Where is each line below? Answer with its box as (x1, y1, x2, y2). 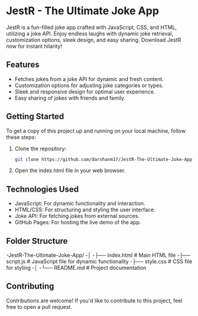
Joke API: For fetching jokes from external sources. (14, 212, 140, 220)
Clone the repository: (14, 145, 67, 152)
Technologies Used (6, 184, 79, 194)
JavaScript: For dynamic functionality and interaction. (14, 200, 145, 207)
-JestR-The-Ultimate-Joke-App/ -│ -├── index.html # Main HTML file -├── (6, 251, 191, 259)
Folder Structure (6, 236, 68, 246)
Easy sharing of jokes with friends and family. (14, 94, 126, 101)
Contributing (6, 281, 54, 291)
